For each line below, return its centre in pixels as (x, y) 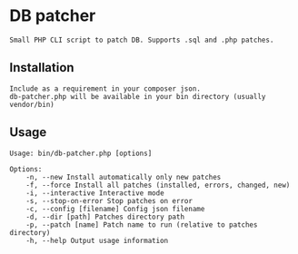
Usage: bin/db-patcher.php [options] (81, 153)
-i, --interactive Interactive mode (95, 193)
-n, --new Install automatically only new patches (124, 177)
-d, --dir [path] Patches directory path (105, 217)
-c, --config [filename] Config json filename (115, 209)
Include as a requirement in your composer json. (105, 88)
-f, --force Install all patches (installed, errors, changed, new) (158, 185)
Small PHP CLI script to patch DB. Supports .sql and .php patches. (142, 40)
